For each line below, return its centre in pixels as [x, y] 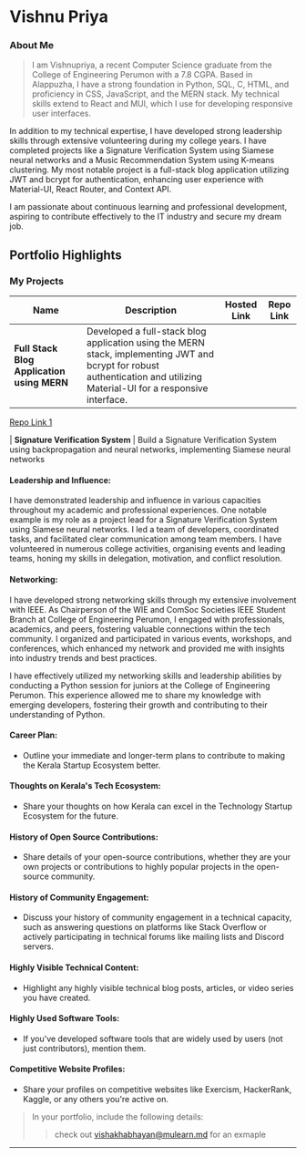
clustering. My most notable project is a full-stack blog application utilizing [149, 170]
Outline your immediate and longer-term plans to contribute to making [153, 755]
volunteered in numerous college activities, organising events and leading [148, 549]
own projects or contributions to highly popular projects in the [138, 867]
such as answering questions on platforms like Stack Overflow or [144, 927]
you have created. [56, 997]
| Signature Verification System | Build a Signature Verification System [143, 440]
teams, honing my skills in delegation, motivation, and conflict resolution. [146, 559]
